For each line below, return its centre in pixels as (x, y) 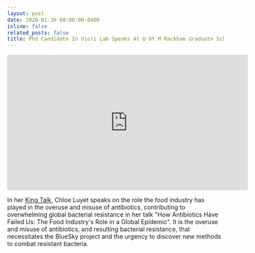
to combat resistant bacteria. (48, 244)
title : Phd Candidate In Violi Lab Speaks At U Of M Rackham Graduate (110, 39)
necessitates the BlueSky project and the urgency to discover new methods (114, 236)
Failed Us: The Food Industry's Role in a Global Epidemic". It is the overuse (113, 222)
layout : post (26, 13)
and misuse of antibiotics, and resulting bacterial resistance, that (99, 229)
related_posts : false (38, 33)
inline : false (27, 26)
